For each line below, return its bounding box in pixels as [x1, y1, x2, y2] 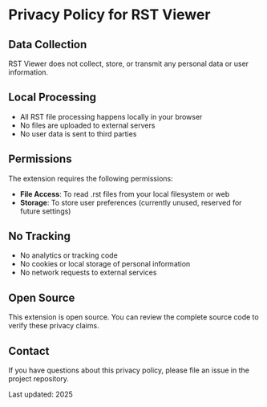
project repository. [8, 374, 70, 384]
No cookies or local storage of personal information [19, 259, 191, 269]
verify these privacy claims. [8, 321, 99, 331]
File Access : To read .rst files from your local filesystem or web [19, 189, 230, 198]
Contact [8, 344, 50, 358]
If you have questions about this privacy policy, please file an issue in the [8, 365, 250, 375]
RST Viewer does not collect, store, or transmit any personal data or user [8, 59, 249, 68]
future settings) [19, 206, 71, 216]
